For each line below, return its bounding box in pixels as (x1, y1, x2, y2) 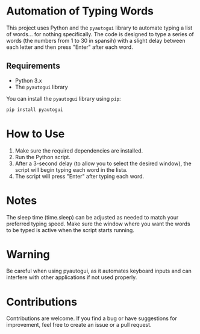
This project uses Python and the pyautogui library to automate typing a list (6, 24, 193, 31)
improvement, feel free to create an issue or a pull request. (6, 321, 152, 329)
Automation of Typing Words (6, 4, 154, 18)
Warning (6, 247, 50, 261)
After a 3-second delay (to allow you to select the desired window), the (14, 160, 192, 167)
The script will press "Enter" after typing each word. (14, 172, 145, 180)
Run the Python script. (14, 153, 71, 160)
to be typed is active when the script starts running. (6, 226, 134, 233)
